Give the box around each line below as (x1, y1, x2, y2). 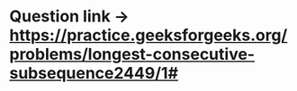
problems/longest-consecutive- (9, 45, 255, 64)
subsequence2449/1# (9, 63, 178, 84)
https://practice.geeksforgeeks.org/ (9, 25, 288, 45)
